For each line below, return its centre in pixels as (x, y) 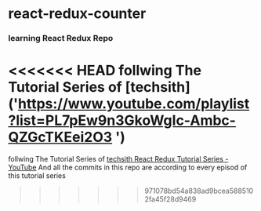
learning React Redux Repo (61, 38)
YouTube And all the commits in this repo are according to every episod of (128, 167)
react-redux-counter (77, 14)
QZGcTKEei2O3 (60, 137)
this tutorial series (37, 176)
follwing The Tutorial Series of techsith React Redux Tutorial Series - (118, 159)
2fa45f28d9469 (170, 199)
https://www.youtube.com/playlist (134, 104)
